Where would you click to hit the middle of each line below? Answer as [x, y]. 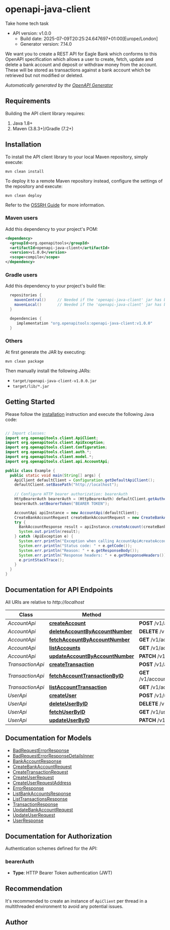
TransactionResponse [35, 804]
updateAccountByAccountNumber [92, 656]
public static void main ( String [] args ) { [55, 475]
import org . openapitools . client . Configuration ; [56, 447]
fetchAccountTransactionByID [86, 675]
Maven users [22, 218]
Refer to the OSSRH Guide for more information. [55, 205]
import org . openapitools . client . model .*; [50, 457]
